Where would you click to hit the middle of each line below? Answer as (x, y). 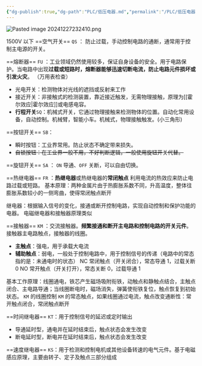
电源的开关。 (32, 49)
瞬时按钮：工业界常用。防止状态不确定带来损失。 (75, 145)
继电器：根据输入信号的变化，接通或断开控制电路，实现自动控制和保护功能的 (101, 205)
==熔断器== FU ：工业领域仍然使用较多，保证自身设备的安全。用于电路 (94, 61)
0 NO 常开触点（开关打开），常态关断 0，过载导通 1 (78, 268)
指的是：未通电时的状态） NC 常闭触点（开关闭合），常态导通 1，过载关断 (105, 261)
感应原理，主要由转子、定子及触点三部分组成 (62, 357)
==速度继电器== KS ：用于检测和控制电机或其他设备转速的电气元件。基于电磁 (101, 349)
